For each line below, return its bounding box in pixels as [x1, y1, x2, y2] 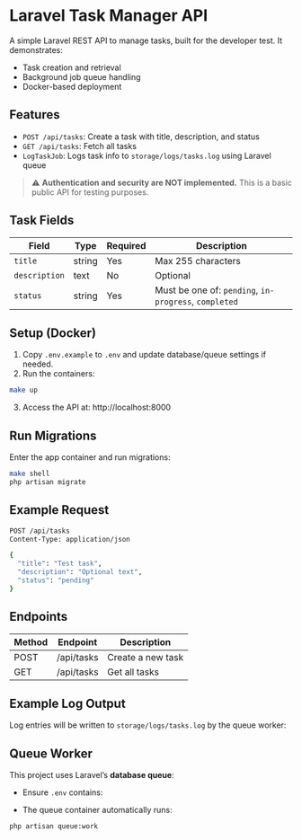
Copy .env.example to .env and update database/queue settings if [22, 349, 267, 360]
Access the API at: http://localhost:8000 [22, 402, 172, 413]
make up [9, 385, 39, 395]
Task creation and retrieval [22, 62, 121, 73]
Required [106, 239, 147, 252]
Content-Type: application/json [9, 535, 130, 544]
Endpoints [9, 609, 68, 624]
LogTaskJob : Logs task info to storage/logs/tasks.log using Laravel [22, 150, 271, 161]
